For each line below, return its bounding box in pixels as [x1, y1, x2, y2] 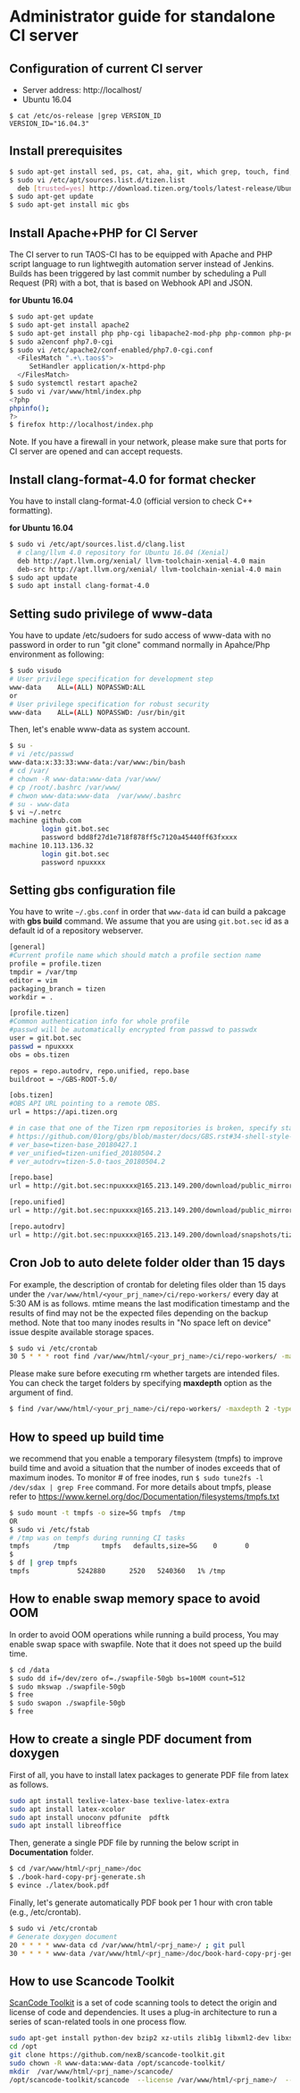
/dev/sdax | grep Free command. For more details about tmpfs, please [9, 1481, 272, 1492]
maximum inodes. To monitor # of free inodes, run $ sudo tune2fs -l [9, 1472, 264, 1483]
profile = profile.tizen [9, 959, 102, 968]
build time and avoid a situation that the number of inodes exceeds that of [9, 1462, 281, 1473]
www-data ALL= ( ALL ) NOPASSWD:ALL [9, 683, 146, 692]
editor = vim [9, 975, 58, 985]
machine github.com [9, 816, 82, 825]
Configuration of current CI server [9, 61, 204, 76]
